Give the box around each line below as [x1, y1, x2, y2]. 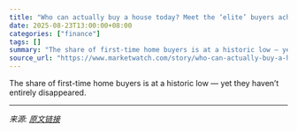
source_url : [9, 54, 53, 62]
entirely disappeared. [9, 87, 87, 98]
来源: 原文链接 [9, 114, 60, 124]
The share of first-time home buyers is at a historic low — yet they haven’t [9, 78, 279, 88]
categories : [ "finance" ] [9, 29, 101, 38]
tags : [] [9, 37, 42, 47]
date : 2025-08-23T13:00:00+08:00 [9, 21, 133, 30]
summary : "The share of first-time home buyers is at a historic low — [9, 46, 278, 55]
